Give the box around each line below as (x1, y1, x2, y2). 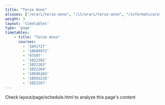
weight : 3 (5, 16, 26, 21)
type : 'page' (5, 26, 32, 31)
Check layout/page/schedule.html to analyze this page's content (5, 94, 136, 100)
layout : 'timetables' (5, 21, 50, 26)
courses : (18, 39, 36, 44)
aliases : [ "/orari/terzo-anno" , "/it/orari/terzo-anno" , (5, 12, 124, 17)
